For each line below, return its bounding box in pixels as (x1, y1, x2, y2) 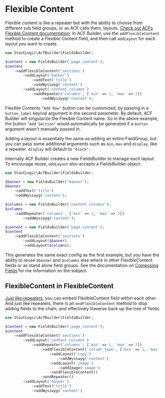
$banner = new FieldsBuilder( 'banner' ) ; (5, 179, 90, 184)
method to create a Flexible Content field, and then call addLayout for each (5, 36, 156, 41)
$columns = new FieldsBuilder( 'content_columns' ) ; (5, 202, 111, 207)
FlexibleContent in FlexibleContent (5, 282, 114, 290)
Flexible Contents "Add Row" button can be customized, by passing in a (5, 105, 149, 111)
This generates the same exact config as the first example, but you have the (5, 252, 160, 258)
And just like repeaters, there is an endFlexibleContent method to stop (5, 300, 147, 306)
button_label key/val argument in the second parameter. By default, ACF (5, 110, 153, 116)
